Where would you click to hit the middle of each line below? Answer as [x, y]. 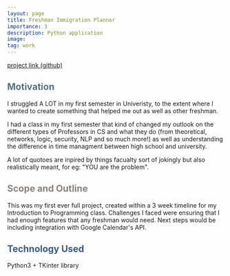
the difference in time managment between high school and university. [107, 146]
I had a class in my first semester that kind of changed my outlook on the [111, 124]
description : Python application [55, 33]
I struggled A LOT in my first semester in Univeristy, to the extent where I [110, 103]
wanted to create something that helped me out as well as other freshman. [113, 110]
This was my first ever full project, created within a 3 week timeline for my [112, 205]
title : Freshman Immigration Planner [61, 20]
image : [17, 39]
